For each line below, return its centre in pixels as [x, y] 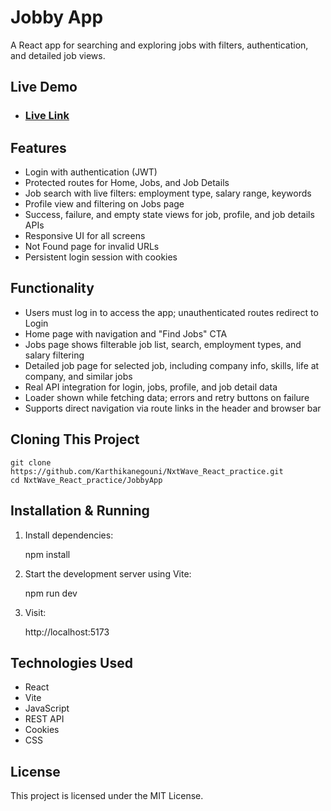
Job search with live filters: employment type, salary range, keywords [168, 193]
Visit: [35, 612]
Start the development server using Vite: [108, 573]
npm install [47, 554]
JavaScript [47, 708]
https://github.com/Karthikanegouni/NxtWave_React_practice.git [147, 471]
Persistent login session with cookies [101, 257]
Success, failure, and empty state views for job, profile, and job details [169, 215]
